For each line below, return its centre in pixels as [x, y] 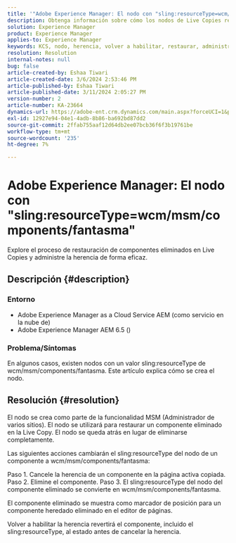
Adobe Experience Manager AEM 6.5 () [74, 330]
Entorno [21, 300]
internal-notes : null [39, 60]
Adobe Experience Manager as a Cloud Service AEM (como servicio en [120, 314]
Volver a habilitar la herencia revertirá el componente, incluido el [100, 524]
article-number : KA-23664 [45, 106]
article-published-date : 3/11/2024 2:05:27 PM [77, 92]
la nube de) [34, 322]
